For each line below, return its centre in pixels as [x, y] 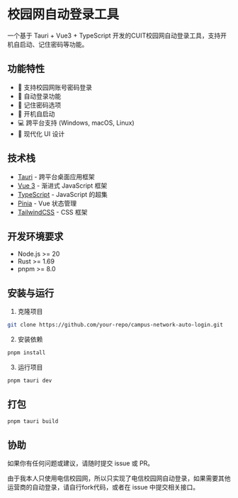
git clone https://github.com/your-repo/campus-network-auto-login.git [115, 325]
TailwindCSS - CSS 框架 [52, 212]
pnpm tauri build [33, 421]
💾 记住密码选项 [39, 105]
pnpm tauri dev [30, 380]
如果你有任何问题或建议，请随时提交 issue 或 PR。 [81, 463]
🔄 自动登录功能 [39, 96]
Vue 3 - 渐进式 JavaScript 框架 [62, 186]
